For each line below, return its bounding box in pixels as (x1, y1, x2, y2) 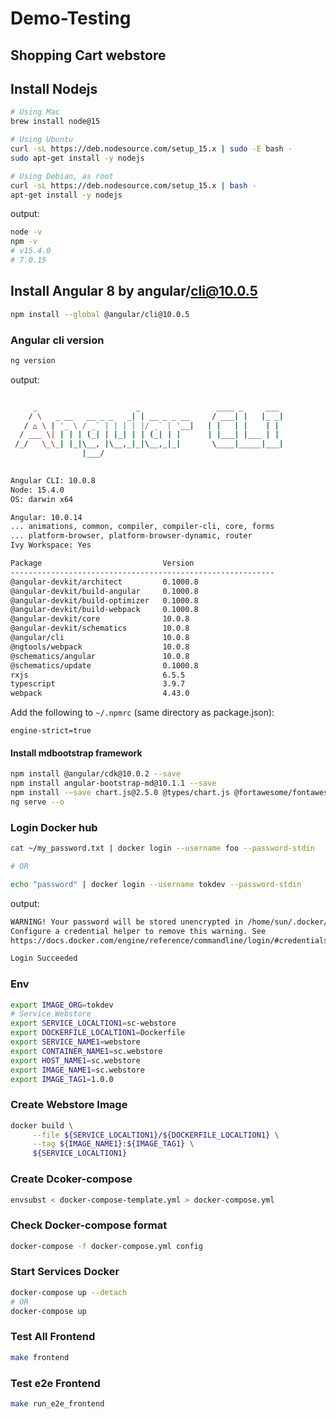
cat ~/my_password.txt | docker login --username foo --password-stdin (10, 843, 315, 854)
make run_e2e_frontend (10, 1398, 105, 1409)
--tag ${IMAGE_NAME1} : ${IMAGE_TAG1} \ (32, 1139, 195, 1149)
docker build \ (10, 1120, 74, 1131)
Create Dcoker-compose (10, 1172, 133, 1186)
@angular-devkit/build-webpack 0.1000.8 (10, 605, 199, 615)
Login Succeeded (10, 953, 78, 964)
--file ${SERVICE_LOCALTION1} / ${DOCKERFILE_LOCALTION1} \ (32, 1130, 280, 1140)
